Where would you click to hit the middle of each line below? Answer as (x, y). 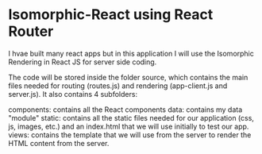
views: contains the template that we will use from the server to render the (130, 135)
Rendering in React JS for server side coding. (83, 62)
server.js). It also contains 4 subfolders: (73, 94)
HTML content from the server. (59, 143)
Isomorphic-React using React (111, 15)
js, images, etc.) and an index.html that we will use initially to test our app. (129, 126)
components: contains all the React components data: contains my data (125, 110)
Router (31, 31)
